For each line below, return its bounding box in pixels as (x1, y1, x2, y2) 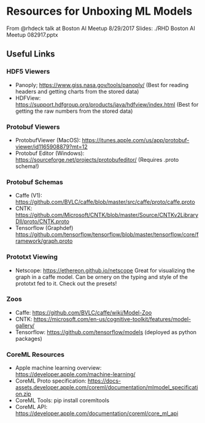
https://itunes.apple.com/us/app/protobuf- (82, 136, 190, 143)
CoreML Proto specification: (15, 377, 87, 384)
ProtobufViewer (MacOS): (15, 136, 81, 143)
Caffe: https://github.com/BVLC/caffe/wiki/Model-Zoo (15, 308, 152, 316)
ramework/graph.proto (15, 237, 73, 245)
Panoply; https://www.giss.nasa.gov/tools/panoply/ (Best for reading (15, 81, 189, 88)
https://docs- (87, 377, 122, 384)
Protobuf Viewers (6, 123, 60, 131)
